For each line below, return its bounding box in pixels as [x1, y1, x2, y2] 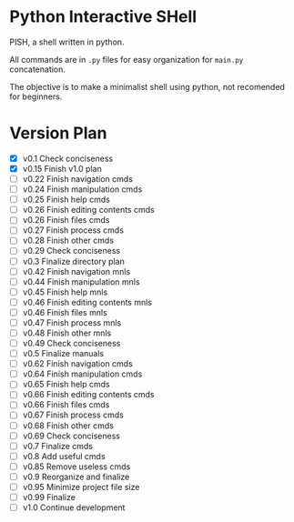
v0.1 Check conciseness [22, 153, 114, 164]
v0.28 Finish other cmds [22, 235, 115, 246]
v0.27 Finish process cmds [22, 225, 125, 236]
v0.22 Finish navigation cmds [22, 174, 134, 184]
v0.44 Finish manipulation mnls [22, 276, 140, 287]
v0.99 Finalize [22, 491, 76, 502]
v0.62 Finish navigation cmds [22, 358, 134, 369]
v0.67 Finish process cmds [22, 409, 125, 420]
